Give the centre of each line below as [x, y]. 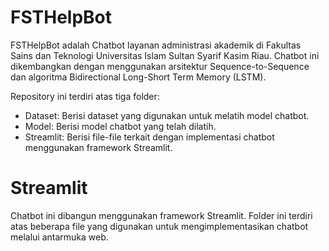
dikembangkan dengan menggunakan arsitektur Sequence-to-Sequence [160, 66]
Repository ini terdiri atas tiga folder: [85, 96]
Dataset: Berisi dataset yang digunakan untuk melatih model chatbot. [167, 115]
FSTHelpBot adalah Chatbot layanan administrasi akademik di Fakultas [156, 45]
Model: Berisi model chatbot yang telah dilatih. [120, 126]
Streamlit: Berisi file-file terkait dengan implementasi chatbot [149, 137]
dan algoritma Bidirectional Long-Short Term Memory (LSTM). [138, 77]
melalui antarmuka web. [59, 237]
